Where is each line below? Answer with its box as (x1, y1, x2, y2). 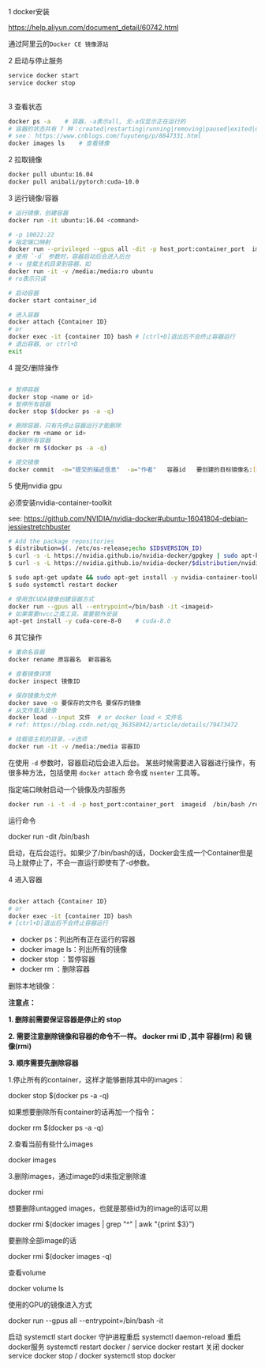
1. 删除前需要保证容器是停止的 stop (8, 1015, 122, 1025)
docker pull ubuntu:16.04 (8, 171, 93, 179)
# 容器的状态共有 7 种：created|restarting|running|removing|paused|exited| (8, 125, 256, 133)
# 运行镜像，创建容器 (8, 209, 69, 217)
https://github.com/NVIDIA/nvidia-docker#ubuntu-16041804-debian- (23, 513, 248, 523)
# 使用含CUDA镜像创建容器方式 (8, 595, 95, 603)
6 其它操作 (8, 632, 43, 642)
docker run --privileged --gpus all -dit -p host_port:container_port (8, 245, 245, 253)
